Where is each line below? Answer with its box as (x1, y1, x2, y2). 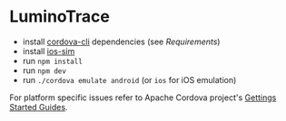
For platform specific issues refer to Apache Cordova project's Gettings (9, 92, 277, 103)
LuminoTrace (9, 6, 111, 27)
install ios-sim (22, 45, 75, 56)
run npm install (22, 55, 84, 66)
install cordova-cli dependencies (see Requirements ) (22, 36, 221, 47)
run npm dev (22, 65, 66, 76)
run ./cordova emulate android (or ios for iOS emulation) (22, 74, 237, 85)
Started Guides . (9, 101, 68, 112)
